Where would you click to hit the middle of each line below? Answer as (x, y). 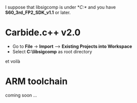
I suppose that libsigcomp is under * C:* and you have (60, 7)
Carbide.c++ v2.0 (43, 33)
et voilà (13, 61)
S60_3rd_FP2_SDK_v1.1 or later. (38, 12)
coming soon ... (21, 95)
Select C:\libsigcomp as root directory (52, 51)
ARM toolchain (36, 81)
